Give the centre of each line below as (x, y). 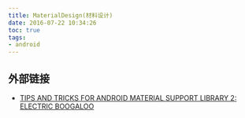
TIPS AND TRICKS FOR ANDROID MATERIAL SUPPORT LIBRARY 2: (128, 98)
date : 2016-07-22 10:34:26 (52, 23)
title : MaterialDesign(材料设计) (61, 15)
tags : (17, 37)
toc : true (24, 30)
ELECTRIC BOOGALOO (57, 106)
